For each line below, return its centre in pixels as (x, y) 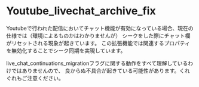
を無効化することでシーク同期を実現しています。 (66, 50)
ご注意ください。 (43, 78)
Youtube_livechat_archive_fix (81, 11)
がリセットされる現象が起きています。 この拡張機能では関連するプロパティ (98, 43)
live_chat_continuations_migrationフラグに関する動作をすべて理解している (97, 63)
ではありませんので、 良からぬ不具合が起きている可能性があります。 (95, 70)
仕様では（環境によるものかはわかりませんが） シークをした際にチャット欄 (98, 35)
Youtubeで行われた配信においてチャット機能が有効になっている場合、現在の (100, 28)
